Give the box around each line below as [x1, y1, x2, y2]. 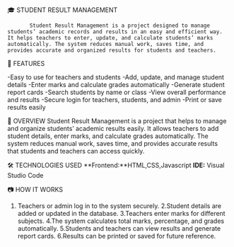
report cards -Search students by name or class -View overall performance [7, 88, 226, 96]
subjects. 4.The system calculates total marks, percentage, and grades [17, 217, 225, 225]
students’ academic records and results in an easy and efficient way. [7, 28, 223, 35]
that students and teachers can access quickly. [7, 147, 145, 155]
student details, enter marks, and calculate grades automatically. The [7, 132, 209, 140]
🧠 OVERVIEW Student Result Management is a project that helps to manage [7, 117, 227, 125]
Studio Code [7, 171, 44, 179]
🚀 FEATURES [7, 59, 45, 67]
